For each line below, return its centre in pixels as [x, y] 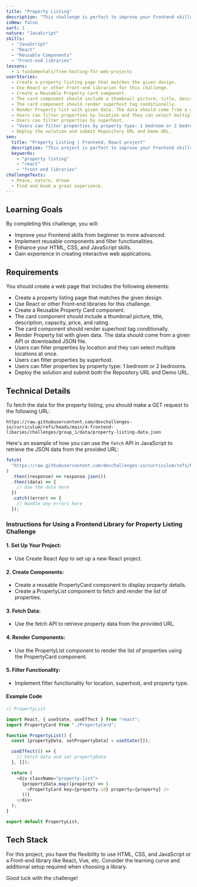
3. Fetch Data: [23, 611]
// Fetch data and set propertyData [62, 757]
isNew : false [22, 22]
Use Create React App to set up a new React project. [78, 558]
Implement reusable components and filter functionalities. [84, 242]
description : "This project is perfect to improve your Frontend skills [102, 148]
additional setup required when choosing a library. [67, 866]
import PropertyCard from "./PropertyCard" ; [61, 725]
